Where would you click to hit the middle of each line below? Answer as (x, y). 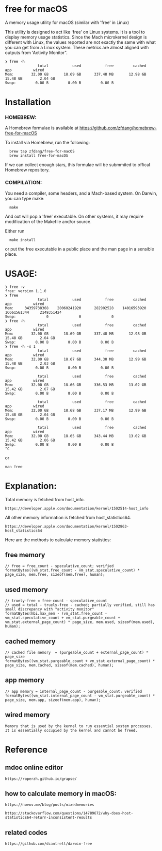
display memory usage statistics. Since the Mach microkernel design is (76, 37)
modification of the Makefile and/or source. (48, 221)
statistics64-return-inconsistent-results (49, 818)
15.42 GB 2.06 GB (30, 440)
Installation (28, 102)
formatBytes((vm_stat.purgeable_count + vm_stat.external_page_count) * (80, 661)
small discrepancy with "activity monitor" (50, 609)
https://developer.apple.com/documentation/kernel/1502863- (67, 526)
